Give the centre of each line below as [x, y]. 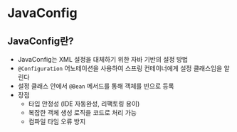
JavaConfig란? [41, 41]
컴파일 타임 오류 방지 [57, 121]
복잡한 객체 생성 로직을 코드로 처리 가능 [83, 112]
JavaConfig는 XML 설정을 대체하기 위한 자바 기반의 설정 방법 [103, 59]
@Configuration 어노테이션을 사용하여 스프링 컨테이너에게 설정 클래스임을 [120, 68]
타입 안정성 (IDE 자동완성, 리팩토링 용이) [84, 104]
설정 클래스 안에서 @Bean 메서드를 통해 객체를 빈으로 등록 [96, 86]
